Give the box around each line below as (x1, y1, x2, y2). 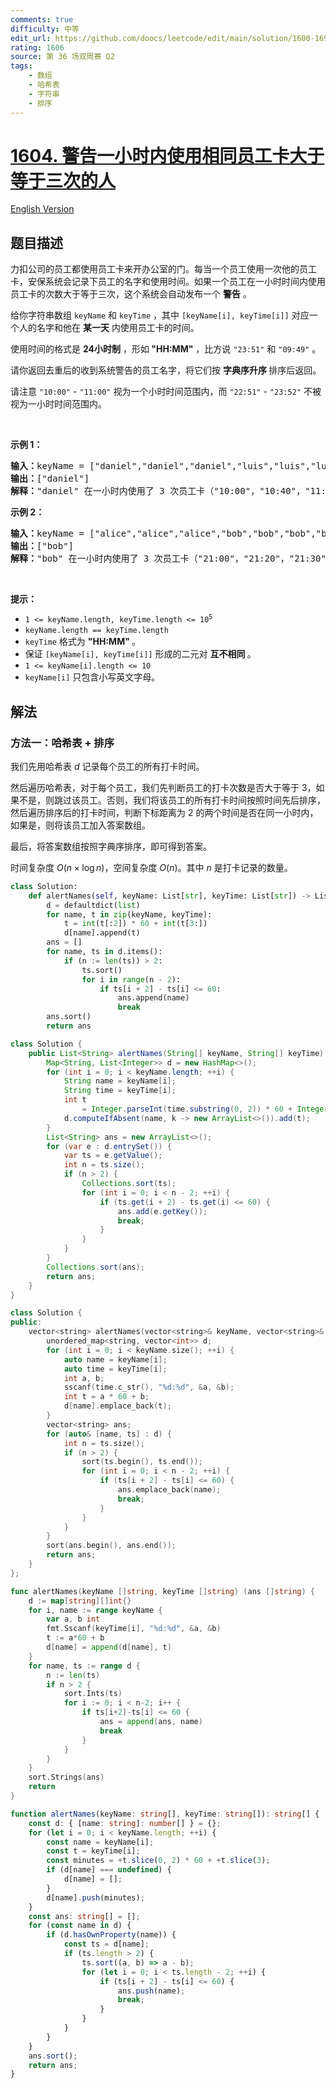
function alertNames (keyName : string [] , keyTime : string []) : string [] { (10, 1809, 320, 1819)
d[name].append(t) (63, 928, 141, 938)
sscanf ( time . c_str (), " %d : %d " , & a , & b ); (63, 1382, 235, 1393)
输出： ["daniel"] (10, 473, 90, 485)
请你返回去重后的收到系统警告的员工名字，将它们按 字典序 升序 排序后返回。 (10, 364, 322, 376)
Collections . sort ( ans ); (46, 1262, 145, 1272)
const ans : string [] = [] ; (28, 1911, 141, 1921)
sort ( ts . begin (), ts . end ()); (81, 1457, 203, 1467)
